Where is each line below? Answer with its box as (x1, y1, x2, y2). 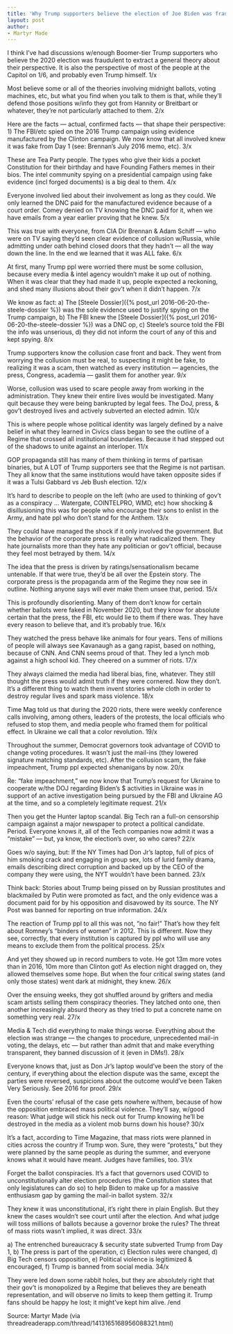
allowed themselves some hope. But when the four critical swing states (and (7, 970, 225, 978)
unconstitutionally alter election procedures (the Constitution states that (7, 1177, 213, 1185)
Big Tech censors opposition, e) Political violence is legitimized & (7, 1255, 193, 1264)
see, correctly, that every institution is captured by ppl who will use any (7, 934, 211, 943)
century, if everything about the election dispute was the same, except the (7, 1070, 220, 1078)
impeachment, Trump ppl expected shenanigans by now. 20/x (7, 763, 184, 772)
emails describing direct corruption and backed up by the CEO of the (7, 863, 205, 871)
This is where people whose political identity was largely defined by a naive (7, 420, 223, 429)
